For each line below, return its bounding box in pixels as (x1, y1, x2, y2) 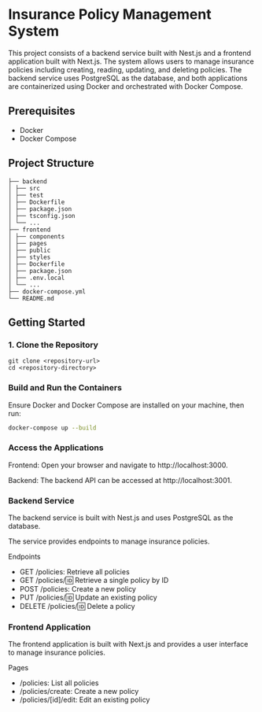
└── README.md (8, 294, 55, 302)
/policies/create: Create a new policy (19, 687, 139, 696)
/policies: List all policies (19, 678, 99, 688)
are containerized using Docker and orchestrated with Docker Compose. (8, 81, 244, 91)
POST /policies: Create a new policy (19, 585, 136, 594)
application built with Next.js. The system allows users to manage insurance (8, 57, 254, 66)
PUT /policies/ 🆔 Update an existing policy (19, 592, 157, 603)
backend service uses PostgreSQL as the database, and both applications (8, 73, 248, 83)
